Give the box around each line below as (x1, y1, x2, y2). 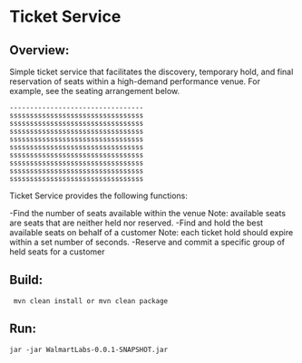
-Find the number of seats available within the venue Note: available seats (9, 208, 287, 218)
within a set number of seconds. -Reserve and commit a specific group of (9, 237, 286, 247)
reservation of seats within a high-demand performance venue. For (9, 76, 261, 87)
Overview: (9, 43, 70, 58)
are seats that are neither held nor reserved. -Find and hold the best (9, 217, 264, 228)
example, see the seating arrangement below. (9, 86, 180, 96)
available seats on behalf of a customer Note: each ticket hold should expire (9, 227, 294, 237)
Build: (9, 272, 44, 288)
